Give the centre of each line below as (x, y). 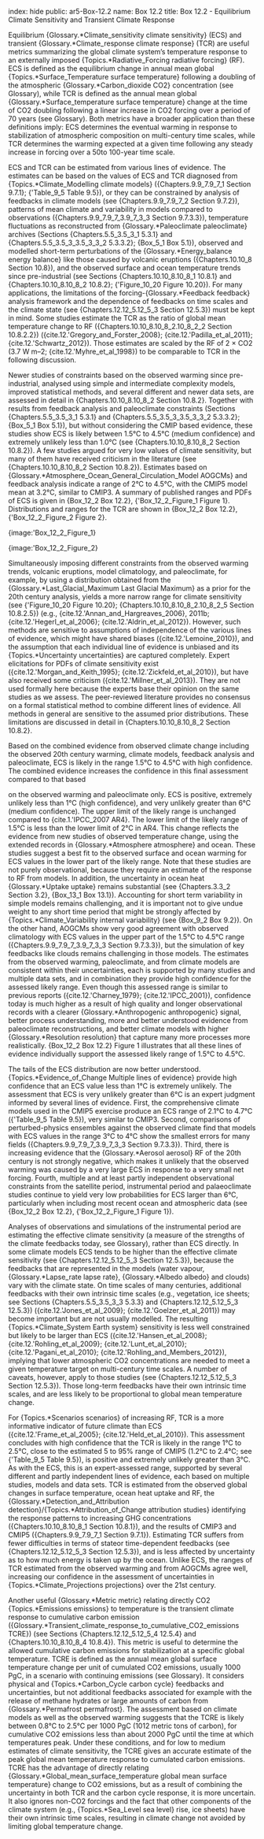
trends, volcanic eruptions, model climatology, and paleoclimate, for (118, 571)
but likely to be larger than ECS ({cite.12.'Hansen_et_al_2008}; (108, 1335)
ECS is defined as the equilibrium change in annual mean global (111, 69)
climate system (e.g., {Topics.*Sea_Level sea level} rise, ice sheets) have (127, 1809)
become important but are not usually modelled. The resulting (108, 1319)
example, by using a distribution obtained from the (90, 580)
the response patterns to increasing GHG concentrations (100, 1518)
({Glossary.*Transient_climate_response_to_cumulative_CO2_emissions (124, 1625)
